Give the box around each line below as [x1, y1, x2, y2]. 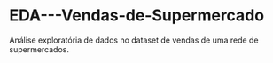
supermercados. [9, 43, 69, 54]
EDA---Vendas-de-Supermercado [9, 5, 264, 26]
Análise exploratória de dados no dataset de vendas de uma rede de [9, 35, 259, 45]
